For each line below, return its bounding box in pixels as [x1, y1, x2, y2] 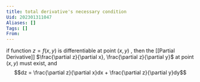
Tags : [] [6, 25, 28, 31]
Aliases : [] [6, 20, 36, 26]
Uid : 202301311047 [6, 14, 52, 20]
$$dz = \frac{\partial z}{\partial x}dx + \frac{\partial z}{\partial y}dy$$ [14, 69, 187, 76]
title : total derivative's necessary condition [6, 8, 127, 15]
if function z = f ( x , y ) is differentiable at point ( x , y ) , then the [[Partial [6, 47, 175, 54]
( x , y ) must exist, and [6, 60, 58, 67]
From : [6, 31, 20, 37]
